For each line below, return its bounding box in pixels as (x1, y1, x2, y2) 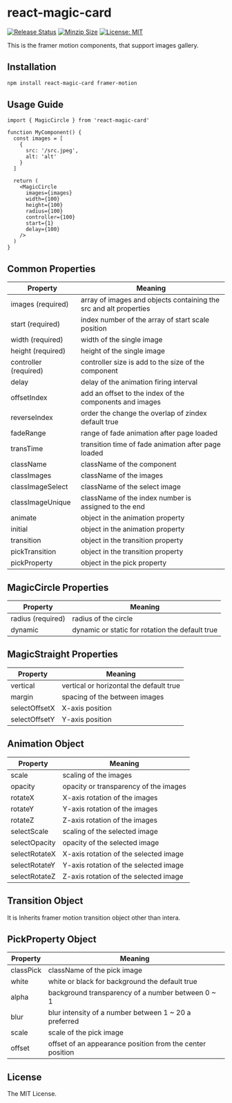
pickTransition (10, 547, 57, 556)
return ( (13, 178, 39, 185)
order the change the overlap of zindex (80, 408, 207, 418)
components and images (80, 397, 161, 407)
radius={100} (25, 208, 64, 215)
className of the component (80, 459, 177, 469)
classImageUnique (10, 498, 71, 507)
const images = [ (13, 135, 64, 143)
